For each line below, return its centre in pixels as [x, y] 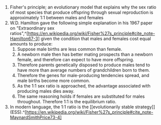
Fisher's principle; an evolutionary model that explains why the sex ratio [83, 7]
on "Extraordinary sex [32, 28]
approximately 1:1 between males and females [57, 18]
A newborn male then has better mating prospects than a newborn [85, 54]
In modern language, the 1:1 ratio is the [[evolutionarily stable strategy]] [82, 107]
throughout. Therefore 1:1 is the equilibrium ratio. [67, 102]
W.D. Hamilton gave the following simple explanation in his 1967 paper [81, 23]
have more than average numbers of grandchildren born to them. [83, 70]
